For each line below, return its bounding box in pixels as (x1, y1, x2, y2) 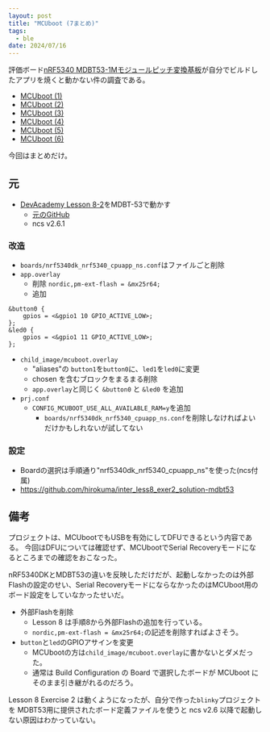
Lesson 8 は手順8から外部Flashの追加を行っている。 (31, 617, 207, 627)
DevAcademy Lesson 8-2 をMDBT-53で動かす (19, 199, 172, 209)
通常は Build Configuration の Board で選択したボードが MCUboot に (31, 667, 260, 678)
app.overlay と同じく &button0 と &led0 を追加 (31, 384, 184, 394)
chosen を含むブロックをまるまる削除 (31, 374, 159, 384)
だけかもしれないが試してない (44, 423, 143, 433)
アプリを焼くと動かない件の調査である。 (15, 75, 150, 85)
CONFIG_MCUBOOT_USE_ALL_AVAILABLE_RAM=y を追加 (31, 403, 191, 412)
